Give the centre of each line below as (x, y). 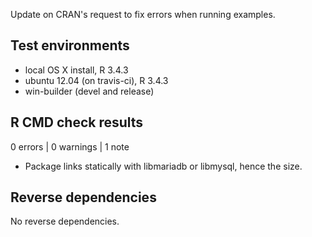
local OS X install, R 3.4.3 (76, 70)
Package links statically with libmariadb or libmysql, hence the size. (163, 166)
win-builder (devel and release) (89, 91)
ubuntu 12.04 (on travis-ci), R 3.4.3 (96, 80)
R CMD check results (77, 122)
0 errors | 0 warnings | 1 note (70, 146)
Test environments (70, 45)
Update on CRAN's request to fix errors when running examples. (143, 14)
